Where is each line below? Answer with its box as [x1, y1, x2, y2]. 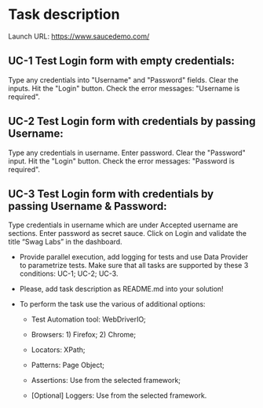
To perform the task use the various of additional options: [19, 300, 206, 309]
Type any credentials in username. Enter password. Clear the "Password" [8, 148, 246, 157]
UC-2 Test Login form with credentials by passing [8, 115, 256, 128]
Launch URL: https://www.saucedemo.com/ [8, 31, 150, 41]
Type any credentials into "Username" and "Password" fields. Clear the [8, 75, 239, 84]
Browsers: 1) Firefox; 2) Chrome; [31, 330, 136, 340]
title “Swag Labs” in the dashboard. [8, 237, 123, 247]
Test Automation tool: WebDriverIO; [31, 314, 147, 324]
